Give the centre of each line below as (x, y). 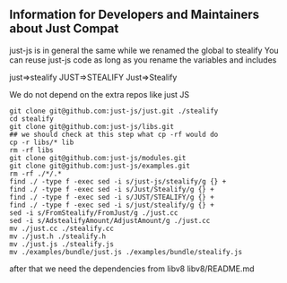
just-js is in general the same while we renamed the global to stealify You (144, 50)
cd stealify (31, 119)
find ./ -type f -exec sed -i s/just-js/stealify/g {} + (118, 181)
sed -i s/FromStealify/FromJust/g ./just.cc (94, 213)
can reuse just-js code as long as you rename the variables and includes (143, 60)
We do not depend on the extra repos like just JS (100, 94)
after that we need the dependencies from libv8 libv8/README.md (132, 269)
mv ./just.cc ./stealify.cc (62, 228)
